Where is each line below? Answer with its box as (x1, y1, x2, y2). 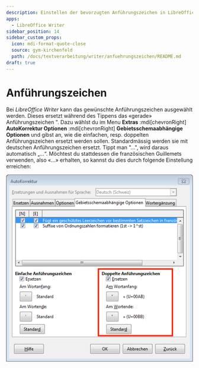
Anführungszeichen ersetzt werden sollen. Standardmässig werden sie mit (6, 137, 188, 144)
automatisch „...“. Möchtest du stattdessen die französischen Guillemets (6, 150, 182, 157)
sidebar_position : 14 (6, 29, 60, 34)
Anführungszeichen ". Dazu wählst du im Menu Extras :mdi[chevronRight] (6, 118, 187, 125)
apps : (6, 15, 20, 22)
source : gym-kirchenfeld (11, 48, 73, 54)
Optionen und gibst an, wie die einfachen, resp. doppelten (6, 131, 149, 138)
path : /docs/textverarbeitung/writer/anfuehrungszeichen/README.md (11, 54, 182, 59)
